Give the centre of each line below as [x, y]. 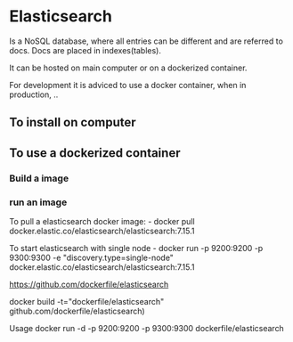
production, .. [34, 94]
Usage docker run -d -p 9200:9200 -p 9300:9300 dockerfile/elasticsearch [147, 328]
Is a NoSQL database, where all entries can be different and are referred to [146, 41]
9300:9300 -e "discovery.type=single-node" [91, 257]
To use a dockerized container [95, 153]
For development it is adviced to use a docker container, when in [128, 85]
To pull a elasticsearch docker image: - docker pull [102, 221]
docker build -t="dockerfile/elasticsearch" [87, 301]
